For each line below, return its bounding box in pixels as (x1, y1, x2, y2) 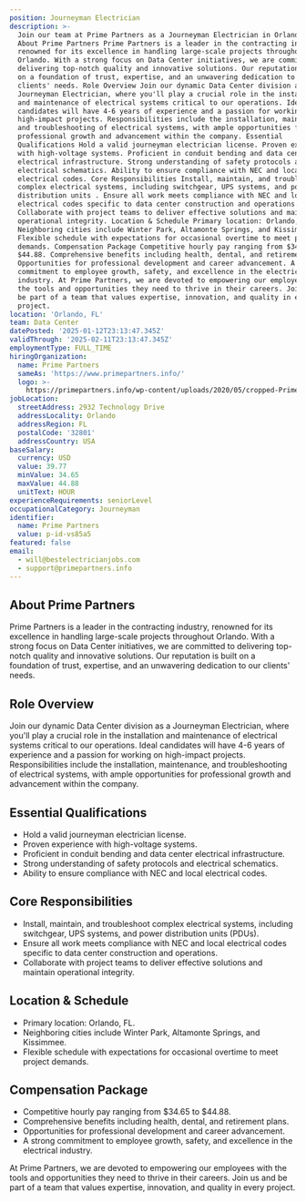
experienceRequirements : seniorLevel (9, 495, 153, 505)
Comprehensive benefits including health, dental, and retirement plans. (22, 1116, 290, 1127)
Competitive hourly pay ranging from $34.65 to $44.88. (22, 1106, 231, 1117)
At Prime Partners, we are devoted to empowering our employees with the (9, 1163, 287, 1174)
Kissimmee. (22, 1036, 66, 1047)
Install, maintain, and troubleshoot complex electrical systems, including (22, 918, 293, 929)
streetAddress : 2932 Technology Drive (17, 402, 166, 413)
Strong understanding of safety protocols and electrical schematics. (22, 858, 279, 869)
